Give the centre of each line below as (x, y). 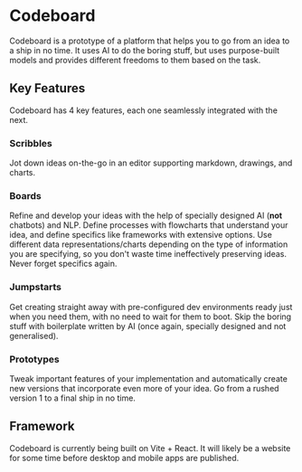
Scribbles (31, 143)
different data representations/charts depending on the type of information (149, 244)
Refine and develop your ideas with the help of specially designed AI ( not (146, 216)
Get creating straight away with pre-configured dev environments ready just (151, 307)
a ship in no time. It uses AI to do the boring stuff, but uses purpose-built (145, 50)
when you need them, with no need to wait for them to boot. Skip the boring (151, 316)
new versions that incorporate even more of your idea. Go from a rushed (144, 388)
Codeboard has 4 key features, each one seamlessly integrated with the (144, 110)
